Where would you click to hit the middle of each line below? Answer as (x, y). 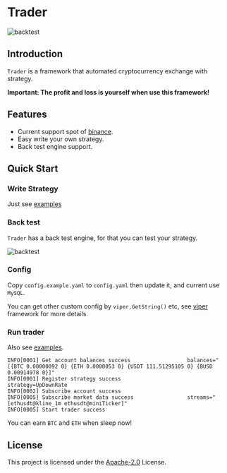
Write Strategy (33, 188)
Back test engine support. (55, 146)
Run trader (26, 332)
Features (27, 115)
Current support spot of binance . (65, 131)
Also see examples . (36, 347)
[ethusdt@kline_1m (34, 404)
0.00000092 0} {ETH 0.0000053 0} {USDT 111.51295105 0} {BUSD (119, 367)
